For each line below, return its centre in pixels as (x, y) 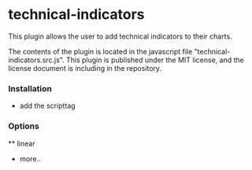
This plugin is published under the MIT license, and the (155, 60)
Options (24, 126)
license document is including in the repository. (85, 68)
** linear (22, 143)
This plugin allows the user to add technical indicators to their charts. (120, 36)
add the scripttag (48, 106)
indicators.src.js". (36, 60)
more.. (30, 158)
